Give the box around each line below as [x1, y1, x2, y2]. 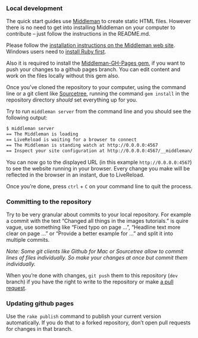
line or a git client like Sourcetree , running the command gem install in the [6, 90, 189, 97]
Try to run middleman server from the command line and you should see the [6, 108, 191, 115]
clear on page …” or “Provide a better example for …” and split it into [6, 230, 174, 237]
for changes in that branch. [6, 326, 73, 333]
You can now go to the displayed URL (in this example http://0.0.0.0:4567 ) [6, 159, 192, 166]
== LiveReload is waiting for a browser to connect [6, 137, 137, 143]
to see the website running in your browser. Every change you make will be [6, 165, 190, 172]
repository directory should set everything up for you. [6, 96, 138, 103]
